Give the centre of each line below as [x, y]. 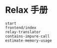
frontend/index [21, 27]
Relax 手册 [27, 10]
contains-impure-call [28, 36]
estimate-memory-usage [28, 40]
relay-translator [23, 32]
